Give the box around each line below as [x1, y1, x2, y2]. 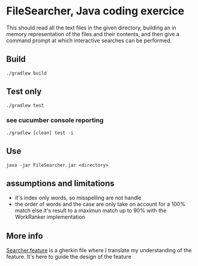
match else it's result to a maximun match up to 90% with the [14, 207, 167, 214]
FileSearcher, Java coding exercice [6, 4, 185, 18]
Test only [6, 86, 42, 97]
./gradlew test [6, 102, 44, 109]
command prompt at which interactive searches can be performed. [6, 37, 172, 44]
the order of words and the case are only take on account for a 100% [14, 201, 186, 208]
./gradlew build [6, 70, 47, 76]
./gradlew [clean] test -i [6, 130, 74, 136]
